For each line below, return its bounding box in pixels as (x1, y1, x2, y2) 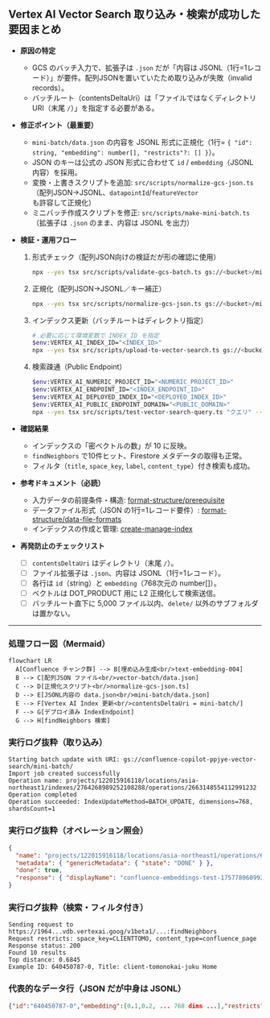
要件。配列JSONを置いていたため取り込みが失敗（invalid (63, 72, 252, 82)
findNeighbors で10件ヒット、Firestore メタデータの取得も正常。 (31, 450, 247, 461)
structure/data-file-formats (31, 514, 122, 523)
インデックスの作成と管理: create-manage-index (31, 523, 193, 533)
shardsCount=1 (8, 805, 56, 813)
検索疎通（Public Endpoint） (31, 362, 127, 372)
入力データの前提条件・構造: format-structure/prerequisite (31, 495, 225, 505)
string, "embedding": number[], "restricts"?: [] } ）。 (31, 147, 219, 157)
